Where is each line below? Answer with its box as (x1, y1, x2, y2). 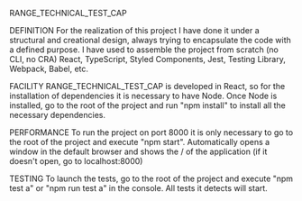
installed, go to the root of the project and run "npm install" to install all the (9, 100, 287, 111)
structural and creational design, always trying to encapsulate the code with (9, 35, 291, 45)
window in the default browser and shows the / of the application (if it (9, 146, 268, 157)
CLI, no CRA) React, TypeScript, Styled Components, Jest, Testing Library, (9, 54, 286, 64)
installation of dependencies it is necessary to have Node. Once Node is (9, 90, 278, 101)
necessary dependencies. (9, 110, 106, 120)
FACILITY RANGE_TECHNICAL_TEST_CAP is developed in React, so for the (9, 81, 286, 91)
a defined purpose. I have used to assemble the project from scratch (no (9, 44, 279, 55)
